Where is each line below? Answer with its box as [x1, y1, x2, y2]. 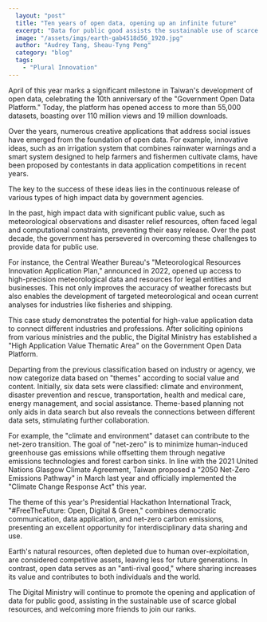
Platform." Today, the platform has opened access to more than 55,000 [8, 102, 241, 112]
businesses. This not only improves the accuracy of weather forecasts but [8, 282, 252, 292]
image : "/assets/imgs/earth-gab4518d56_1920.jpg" [15, 33, 183, 42]
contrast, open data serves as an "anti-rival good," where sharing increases [8, 563, 257, 573]
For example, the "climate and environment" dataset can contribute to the [8, 431, 249, 440]
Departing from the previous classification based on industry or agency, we [8, 364, 256, 374]
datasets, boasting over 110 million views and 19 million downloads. [8, 111, 229, 120]
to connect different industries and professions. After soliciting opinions [8, 324, 244, 333]
